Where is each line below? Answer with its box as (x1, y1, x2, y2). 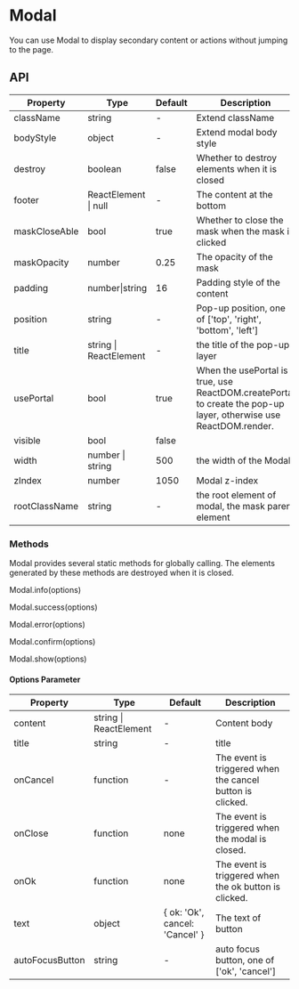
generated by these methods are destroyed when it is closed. (9, 567, 234, 579)
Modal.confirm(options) (9, 636, 96, 647)
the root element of (196, 489, 277, 501)
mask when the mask (196, 224, 285, 237)
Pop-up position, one (196, 302, 287, 314)
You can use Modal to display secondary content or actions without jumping (9, 35, 288, 45)
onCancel (13, 774, 54, 786)
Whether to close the (196, 214, 284, 226)
